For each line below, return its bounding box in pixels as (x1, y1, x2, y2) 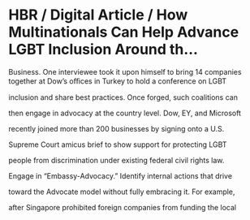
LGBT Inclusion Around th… (8, 41, 199, 58)
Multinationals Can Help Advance (8, 23, 239, 41)
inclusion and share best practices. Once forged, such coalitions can (8, 92, 238, 102)
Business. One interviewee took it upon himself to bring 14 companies (8, 67, 242, 76)
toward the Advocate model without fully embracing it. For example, (8, 187, 235, 196)
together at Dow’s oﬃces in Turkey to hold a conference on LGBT (8, 75, 227, 86)
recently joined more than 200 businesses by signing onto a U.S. (8, 123, 225, 133)
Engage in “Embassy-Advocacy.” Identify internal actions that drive (8, 170, 233, 180)
